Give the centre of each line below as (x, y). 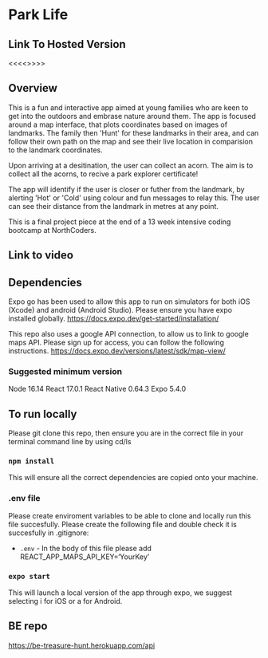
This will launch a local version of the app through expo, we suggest (120, 593)
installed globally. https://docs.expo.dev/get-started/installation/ (114, 319)
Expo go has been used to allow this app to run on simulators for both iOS (129, 301)
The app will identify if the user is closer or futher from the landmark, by (126, 189)
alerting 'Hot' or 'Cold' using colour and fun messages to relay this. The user (134, 198)
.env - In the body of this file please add (85, 548)
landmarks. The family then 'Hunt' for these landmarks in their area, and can (134, 132)
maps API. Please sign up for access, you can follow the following (116, 343)
